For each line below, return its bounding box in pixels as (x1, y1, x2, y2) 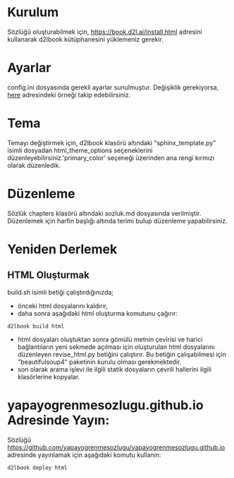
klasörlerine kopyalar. (17, 372, 80, 381)
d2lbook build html (7, 322, 65, 330)
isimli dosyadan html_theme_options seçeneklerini (7, 146, 153, 154)
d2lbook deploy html (7, 464, 68, 471)
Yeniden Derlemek (7, 241, 118, 257)
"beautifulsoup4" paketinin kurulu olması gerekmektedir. (17, 357, 182, 366)
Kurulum (7, 4, 59, 20)
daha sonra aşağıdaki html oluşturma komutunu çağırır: (17, 309, 178, 317)
